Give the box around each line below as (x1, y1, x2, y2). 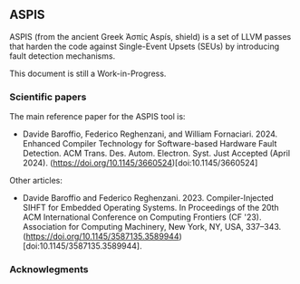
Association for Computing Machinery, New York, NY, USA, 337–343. (22, 222, 282, 232)
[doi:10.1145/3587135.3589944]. (22, 241, 142, 251)
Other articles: (9, 175, 63, 186)
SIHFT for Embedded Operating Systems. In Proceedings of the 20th (22, 203, 279, 213)
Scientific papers (9, 90, 87, 103)
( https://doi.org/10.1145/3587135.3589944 (22, 231, 179, 242)
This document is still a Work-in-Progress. (9, 68, 167, 79)
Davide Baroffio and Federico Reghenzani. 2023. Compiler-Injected (22, 193, 274, 204)
